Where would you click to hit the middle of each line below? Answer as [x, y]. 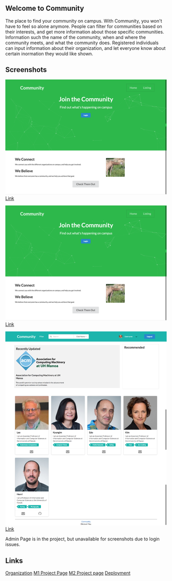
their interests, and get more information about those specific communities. [85, 32]
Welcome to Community [45, 8]
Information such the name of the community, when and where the [76, 37]
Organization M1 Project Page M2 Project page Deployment [68, 573]
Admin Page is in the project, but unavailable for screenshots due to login [82, 539]
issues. [13, 544]
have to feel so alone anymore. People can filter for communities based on [84, 26]
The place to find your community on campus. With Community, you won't [84, 21]
